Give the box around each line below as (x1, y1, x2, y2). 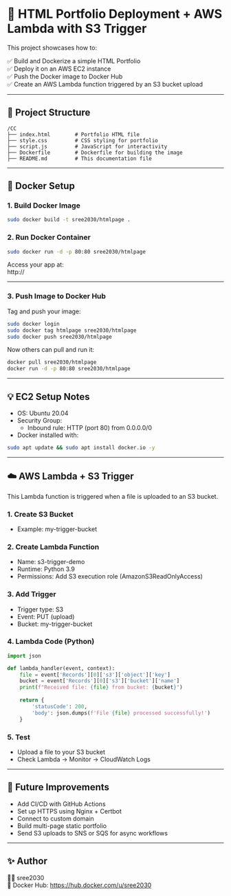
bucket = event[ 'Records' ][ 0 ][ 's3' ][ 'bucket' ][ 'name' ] (19, 677, 180, 684)
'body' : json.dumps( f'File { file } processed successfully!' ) (32, 709, 211, 717)
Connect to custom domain (16, 814, 94, 822)
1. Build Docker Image (7, 201, 80, 210)
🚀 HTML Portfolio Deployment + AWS (7, 6, 223, 22)
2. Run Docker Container (7, 233, 91, 243)
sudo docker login (7, 320, 60, 327)
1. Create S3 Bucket (7, 509, 74, 519)
